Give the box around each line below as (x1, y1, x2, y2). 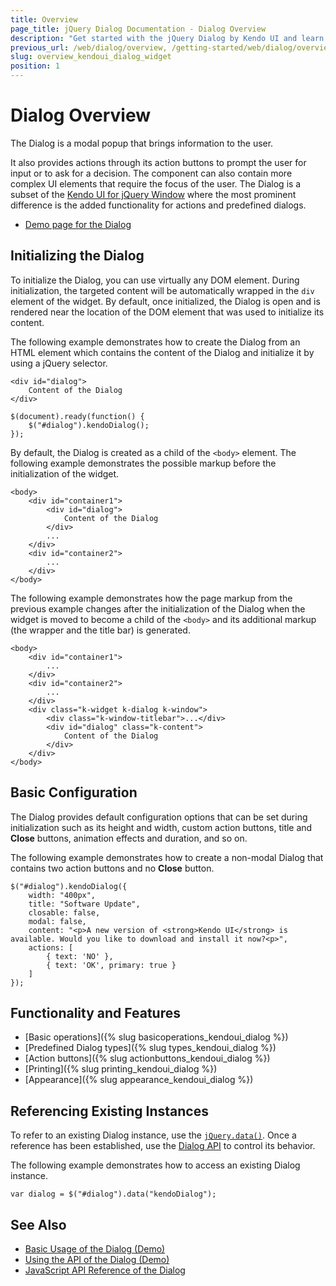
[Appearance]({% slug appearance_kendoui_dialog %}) (24, 1074, 254, 1086)
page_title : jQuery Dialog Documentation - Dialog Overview (10, 24, 267, 34)
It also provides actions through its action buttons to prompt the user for (10, 156, 307, 168)
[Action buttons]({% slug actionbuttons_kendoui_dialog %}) (24, 1052, 271, 1065)
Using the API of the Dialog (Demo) (24, 1254, 170, 1265)
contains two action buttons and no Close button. (10, 862, 215, 874)
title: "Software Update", (28, 899, 141, 909)
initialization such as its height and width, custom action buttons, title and (10, 821, 313, 833)
